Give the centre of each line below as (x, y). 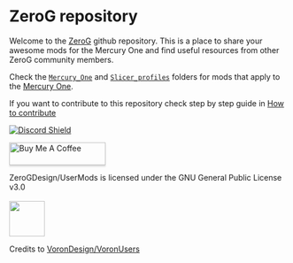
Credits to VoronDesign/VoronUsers (74, 249)
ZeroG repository (74, 16)
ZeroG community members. (62, 59)
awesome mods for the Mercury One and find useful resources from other (144, 50)
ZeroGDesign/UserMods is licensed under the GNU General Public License (146, 177)
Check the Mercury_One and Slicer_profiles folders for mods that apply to (145, 76)
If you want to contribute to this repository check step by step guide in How (147, 103)
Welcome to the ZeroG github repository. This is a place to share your (136, 41)
